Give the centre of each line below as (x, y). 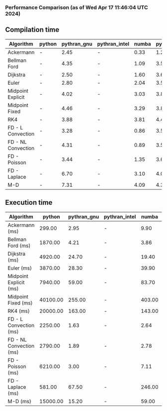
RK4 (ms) (19, 311)
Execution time (29, 203)
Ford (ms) (19, 246)
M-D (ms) (19, 401)
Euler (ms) (20, 268)
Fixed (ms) (20, 303)
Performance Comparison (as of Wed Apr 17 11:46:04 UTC (77, 7)
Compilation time (32, 30)
